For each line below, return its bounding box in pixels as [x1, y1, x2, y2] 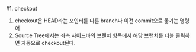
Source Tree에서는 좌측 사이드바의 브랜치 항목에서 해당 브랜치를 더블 [14, 32, 175, 39]
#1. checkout [6, 5, 37, 12]
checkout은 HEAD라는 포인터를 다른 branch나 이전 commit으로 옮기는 [14, 17, 179, 24]
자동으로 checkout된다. [21, 40, 76, 46]
